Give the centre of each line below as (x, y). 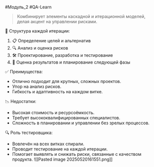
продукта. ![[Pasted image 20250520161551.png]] (62, 159)
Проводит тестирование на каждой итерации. (60, 149)
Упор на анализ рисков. (37, 86)
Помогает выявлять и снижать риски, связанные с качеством (77, 154)
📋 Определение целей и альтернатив (51, 41)
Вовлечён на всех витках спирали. (48, 144)
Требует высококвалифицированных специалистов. (66, 118)
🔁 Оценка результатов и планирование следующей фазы (71, 62)
